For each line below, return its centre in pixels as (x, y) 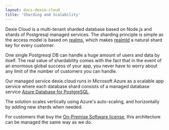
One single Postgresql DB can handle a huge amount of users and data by (82, 55)
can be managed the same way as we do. (49, 122)
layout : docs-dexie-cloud (32, 10)
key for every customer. (30, 45)
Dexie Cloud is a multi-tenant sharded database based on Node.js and (79, 29)
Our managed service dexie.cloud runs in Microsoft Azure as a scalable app (84, 81)
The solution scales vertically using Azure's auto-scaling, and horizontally (82, 101)
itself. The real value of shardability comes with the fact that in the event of (83, 60)
